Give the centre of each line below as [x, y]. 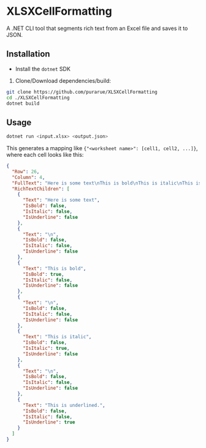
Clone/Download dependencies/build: [63, 80]
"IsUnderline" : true [49, 422]
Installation [28, 54]
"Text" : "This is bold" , [54, 268]
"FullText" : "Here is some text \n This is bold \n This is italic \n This [102, 183]
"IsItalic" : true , [46, 348]
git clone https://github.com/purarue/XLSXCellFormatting [82, 92]
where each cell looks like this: [45, 155]
